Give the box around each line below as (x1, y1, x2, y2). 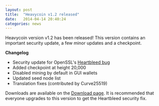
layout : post (5, 7, 33, 12)
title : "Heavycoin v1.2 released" (5, 12, 80, 17)
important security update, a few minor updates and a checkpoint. (5, 40, 142, 46)
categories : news (5, 21, 42, 26)
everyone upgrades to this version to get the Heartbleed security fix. (5, 96, 147, 102)
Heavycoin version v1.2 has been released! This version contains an (5, 35, 145, 41)
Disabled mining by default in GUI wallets (12, 70, 98, 76)
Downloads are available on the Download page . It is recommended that (5, 90, 154, 96)
